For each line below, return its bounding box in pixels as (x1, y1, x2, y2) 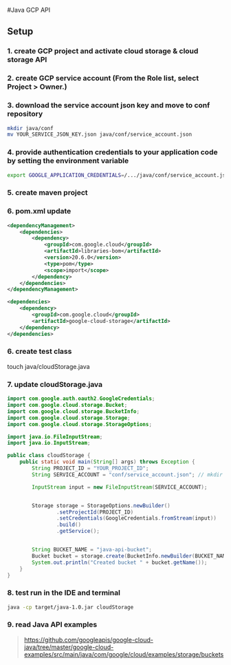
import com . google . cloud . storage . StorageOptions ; (7, 421, 153, 427)
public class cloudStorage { (7, 452, 91, 459)
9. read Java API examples (7, 620, 98, 629)
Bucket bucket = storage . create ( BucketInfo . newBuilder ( (32, 552, 195, 560)
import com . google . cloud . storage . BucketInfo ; (7, 408, 140, 415)
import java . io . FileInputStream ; (7, 433, 103, 440)
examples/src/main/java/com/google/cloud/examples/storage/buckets (23, 650, 224, 658)
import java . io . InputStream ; (7, 440, 91, 447)
